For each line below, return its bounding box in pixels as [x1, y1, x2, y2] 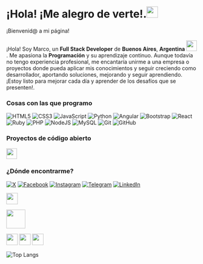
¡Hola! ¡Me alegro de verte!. [6, 7, 147, 21]
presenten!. [6, 83, 35, 91]
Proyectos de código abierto [6, 134, 92, 143]
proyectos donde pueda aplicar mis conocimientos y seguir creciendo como [6, 64, 196, 72]
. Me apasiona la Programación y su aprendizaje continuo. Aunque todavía [6, 51, 193, 59]
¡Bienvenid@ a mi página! [6, 27, 70, 34]
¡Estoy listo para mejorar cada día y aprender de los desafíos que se [6, 77, 176, 85]
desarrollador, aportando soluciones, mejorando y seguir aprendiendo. [6, 71, 183, 78]
